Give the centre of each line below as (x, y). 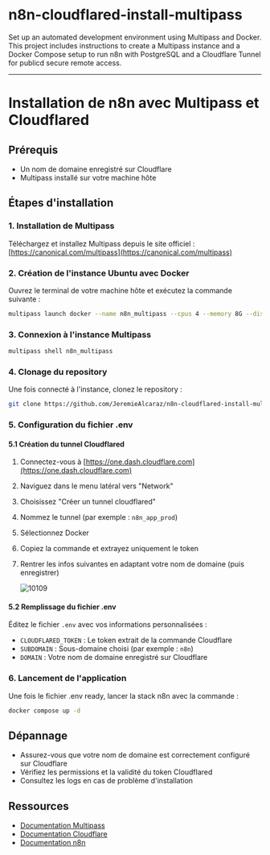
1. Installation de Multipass (61, 226)
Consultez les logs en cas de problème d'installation (106, 781)
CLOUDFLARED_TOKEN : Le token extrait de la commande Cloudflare (126, 640)
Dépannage (38, 736)
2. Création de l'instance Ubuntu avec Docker (99, 273)
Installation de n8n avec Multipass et (134, 103)
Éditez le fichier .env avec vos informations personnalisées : (108, 625)
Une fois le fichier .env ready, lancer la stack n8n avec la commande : (123, 695)
